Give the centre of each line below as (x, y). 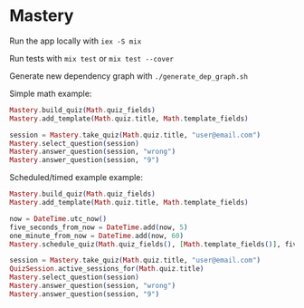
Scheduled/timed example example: (76, 178)
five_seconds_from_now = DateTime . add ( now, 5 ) (99, 227)
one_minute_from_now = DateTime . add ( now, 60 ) (96, 236)
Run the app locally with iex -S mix (76, 41)
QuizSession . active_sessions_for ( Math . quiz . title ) (107, 269)
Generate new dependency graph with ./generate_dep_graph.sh (129, 76)
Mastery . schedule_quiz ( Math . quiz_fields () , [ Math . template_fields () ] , (145, 244)
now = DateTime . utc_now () (58, 218)
